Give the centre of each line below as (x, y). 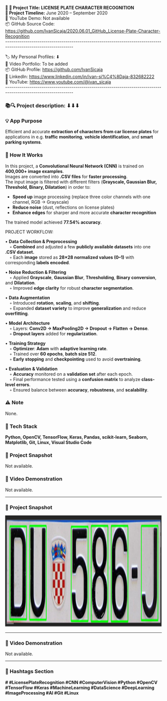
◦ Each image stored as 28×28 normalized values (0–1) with (72, 257)
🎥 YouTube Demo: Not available (37, 18)
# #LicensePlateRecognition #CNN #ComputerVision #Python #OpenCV (81, 682)
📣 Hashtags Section (29, 672)
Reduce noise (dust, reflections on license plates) (63, 207)
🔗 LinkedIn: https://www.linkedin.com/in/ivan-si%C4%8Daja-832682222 (80, 77)
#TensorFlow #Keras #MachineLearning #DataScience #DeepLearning (80, 688)
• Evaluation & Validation (32, 369)
